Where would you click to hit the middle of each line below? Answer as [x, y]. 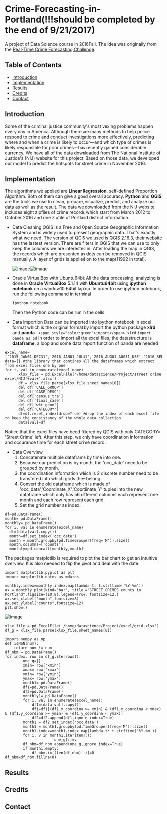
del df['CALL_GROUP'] [41, 388]
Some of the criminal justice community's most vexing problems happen [79, 126]
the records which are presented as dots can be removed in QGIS [79, 254]
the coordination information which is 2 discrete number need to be [89, 473]
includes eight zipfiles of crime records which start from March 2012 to [78, 212]
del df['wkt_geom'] [38, 405]
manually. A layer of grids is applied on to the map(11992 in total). [79, 259]
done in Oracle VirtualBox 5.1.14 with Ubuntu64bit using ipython [79, 283]
